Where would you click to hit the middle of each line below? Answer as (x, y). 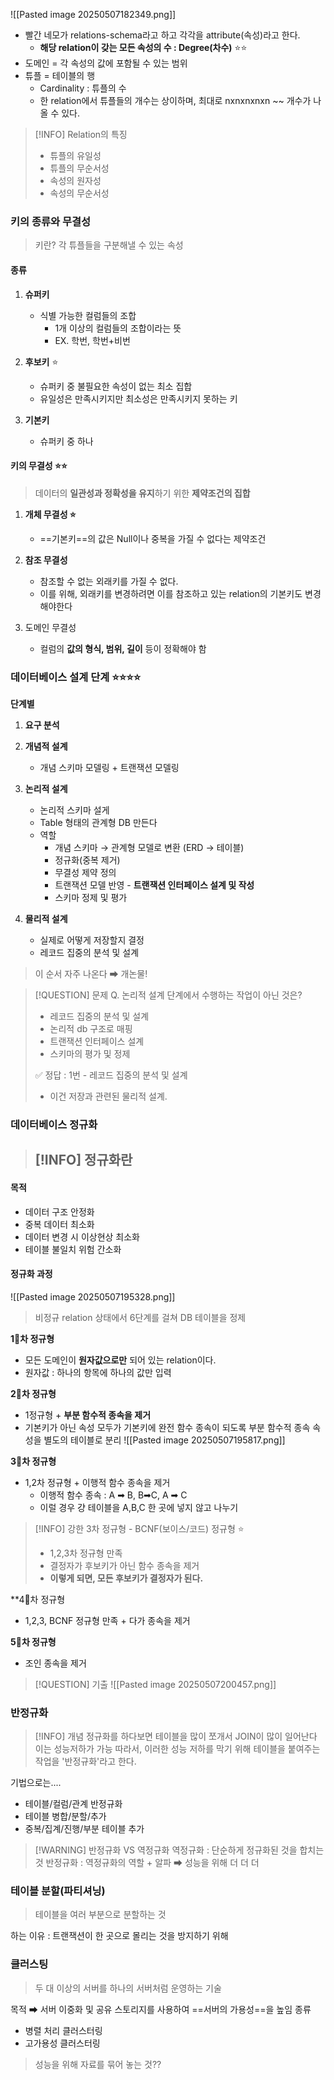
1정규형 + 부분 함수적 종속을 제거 (88, 1415)
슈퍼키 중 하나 (66, 441)
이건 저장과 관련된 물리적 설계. (108, 1096)
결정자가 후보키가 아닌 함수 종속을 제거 (124, 1565)
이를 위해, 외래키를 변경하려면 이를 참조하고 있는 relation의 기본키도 (171, 593)
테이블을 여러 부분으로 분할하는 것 (100, 1915)
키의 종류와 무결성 (51, 221)
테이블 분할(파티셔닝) (58, 1891)
